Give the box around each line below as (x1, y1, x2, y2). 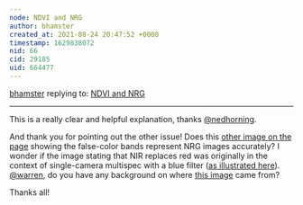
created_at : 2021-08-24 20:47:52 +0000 (9, 30, 160, 39)
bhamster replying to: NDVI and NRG (9, 87, 146, 99)
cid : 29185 (9, 55, 50, 64)
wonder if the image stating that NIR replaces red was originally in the (9, 150, 269, 161)
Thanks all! (9, 186, 50, 198)
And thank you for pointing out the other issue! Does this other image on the (9, 131, 292, 142)
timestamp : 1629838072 (9, 38, 95, 48)
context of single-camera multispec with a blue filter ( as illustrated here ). (9, 159, 280, 171)
